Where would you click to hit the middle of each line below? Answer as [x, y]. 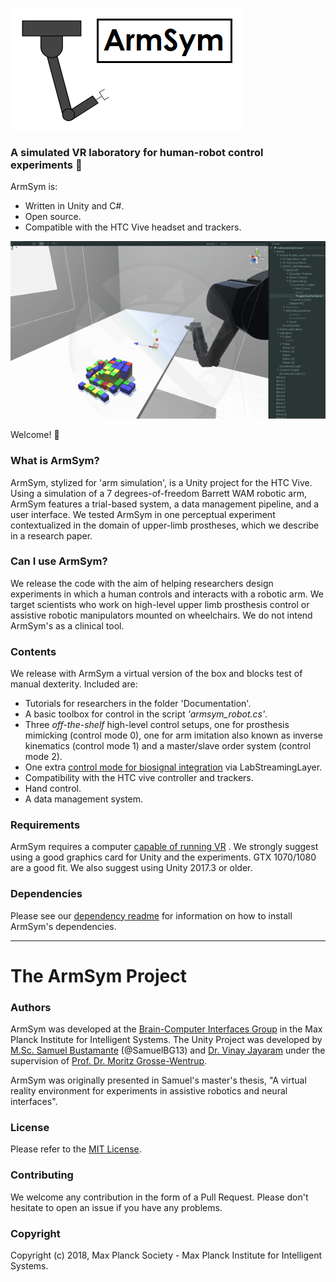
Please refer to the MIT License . [76, 1149]
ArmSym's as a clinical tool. [67, 625]
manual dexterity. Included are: [74, 684]
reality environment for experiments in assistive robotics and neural [149, 1091]
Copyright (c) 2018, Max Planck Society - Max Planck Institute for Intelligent [166, 1255]
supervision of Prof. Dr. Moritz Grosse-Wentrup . [109, 1061]
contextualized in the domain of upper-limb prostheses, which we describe [165, 525]
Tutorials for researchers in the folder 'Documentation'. [138, 704]
